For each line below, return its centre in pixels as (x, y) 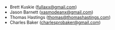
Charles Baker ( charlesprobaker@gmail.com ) (55, 22)
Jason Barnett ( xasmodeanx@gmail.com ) (51, 12)
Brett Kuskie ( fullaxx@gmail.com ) (43, 7)
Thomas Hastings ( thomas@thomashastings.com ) (60, 17)
